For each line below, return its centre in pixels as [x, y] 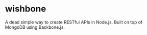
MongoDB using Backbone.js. [35, 27]
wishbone [26, 9]
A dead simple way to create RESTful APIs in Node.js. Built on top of [74, 22]
